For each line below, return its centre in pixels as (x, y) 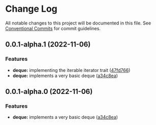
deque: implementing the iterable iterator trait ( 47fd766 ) (71, 70)
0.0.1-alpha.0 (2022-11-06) (49, 92)
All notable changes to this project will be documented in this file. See (78, 23)
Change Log (31, 9)
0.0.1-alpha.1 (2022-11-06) (48, 45)
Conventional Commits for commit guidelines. (53, 28)
